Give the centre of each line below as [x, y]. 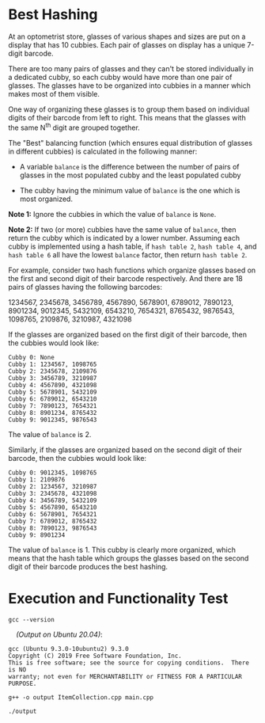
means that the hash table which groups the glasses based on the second [129, 558]
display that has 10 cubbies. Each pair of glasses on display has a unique [127, 44]
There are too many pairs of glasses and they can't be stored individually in [131, 68]
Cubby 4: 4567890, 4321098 [53, 385]
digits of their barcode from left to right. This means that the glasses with [127, 117]
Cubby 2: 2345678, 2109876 [53, 371]
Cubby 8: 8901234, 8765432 [53, 413]
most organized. [46, 199]
